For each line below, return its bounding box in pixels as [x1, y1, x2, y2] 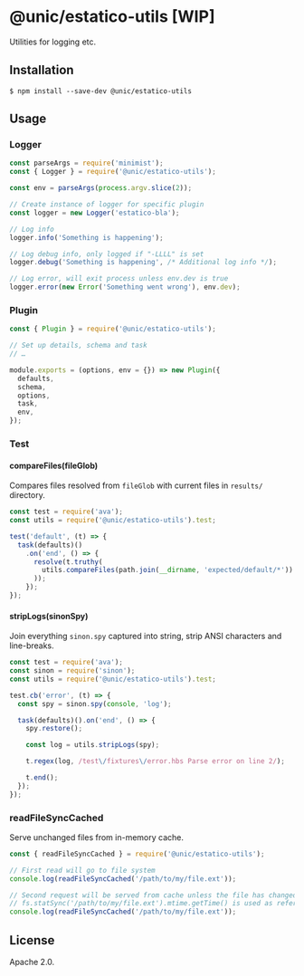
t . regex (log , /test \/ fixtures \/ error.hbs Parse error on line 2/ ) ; [25, 757, 285, 766]
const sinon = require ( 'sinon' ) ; [9, 666, 136, 675]
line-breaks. [9, 640, 54, 651]
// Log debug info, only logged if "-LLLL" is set [9, 249, 204, 259]
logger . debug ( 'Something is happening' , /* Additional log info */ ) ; [9, 258, 278, 267]
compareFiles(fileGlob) [9, 460, 99, 471]
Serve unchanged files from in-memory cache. [9, 831, 184, 843]
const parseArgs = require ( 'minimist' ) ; [9, 158, 165, 168]
